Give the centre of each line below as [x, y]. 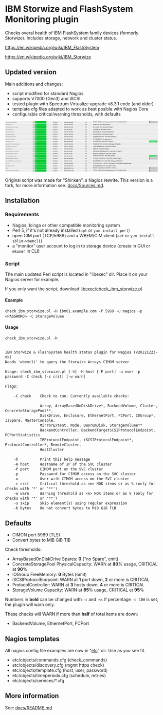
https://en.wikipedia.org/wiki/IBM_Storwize [48, 56]
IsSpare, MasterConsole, [30, 421]
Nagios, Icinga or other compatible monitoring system [66, 225]
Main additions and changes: [34, 84]
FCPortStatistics [23, 435]
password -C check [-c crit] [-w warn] [45, 377]
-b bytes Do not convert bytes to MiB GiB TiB [65, 508]
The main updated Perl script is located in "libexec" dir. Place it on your [76, 274]
